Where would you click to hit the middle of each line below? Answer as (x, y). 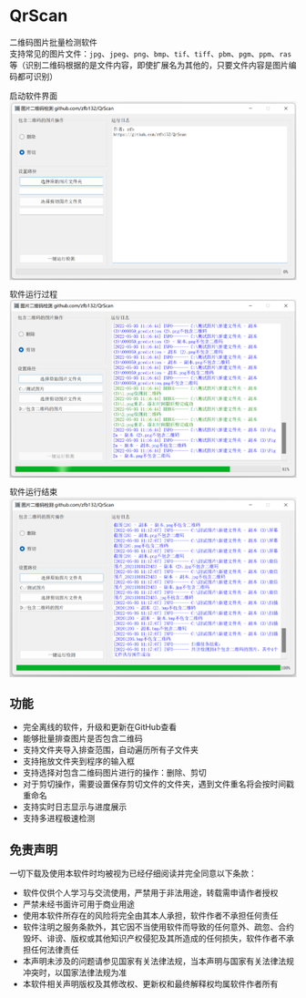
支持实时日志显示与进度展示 (75, 807)
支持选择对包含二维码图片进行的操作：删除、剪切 (114, 773)
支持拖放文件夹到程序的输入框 (78, 761)
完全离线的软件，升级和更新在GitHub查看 (100, 727)
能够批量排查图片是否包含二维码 (82, 738)
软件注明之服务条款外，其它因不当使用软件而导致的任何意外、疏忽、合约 (158, 927)
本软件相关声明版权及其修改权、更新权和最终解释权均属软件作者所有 (150, 984)
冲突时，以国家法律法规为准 (75, 972)
